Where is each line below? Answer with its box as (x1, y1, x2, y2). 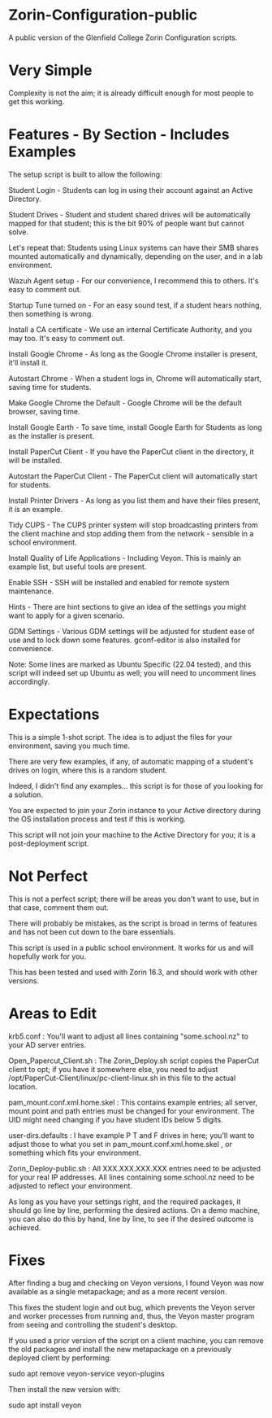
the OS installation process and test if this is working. (8, 814, 187, 824)
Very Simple (8, 61, 93, 80)
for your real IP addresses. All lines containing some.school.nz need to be (8, 1172, 255, 1182)
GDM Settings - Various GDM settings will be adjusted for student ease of (8, 626, 255, 636)
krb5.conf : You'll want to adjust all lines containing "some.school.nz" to (8, 1031, 249, 1041)
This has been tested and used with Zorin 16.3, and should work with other (8, 967, 258, 977)
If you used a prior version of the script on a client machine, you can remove (8, 1335, 264, 1345)
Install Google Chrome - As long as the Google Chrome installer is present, (8, 348, 258, 359)
